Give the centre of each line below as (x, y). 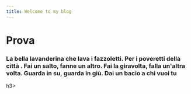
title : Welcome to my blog (39, 11)
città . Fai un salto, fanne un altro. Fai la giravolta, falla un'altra (96, 66)
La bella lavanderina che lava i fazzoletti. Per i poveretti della (93, 58)
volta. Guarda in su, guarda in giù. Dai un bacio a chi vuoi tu (91, 73)
